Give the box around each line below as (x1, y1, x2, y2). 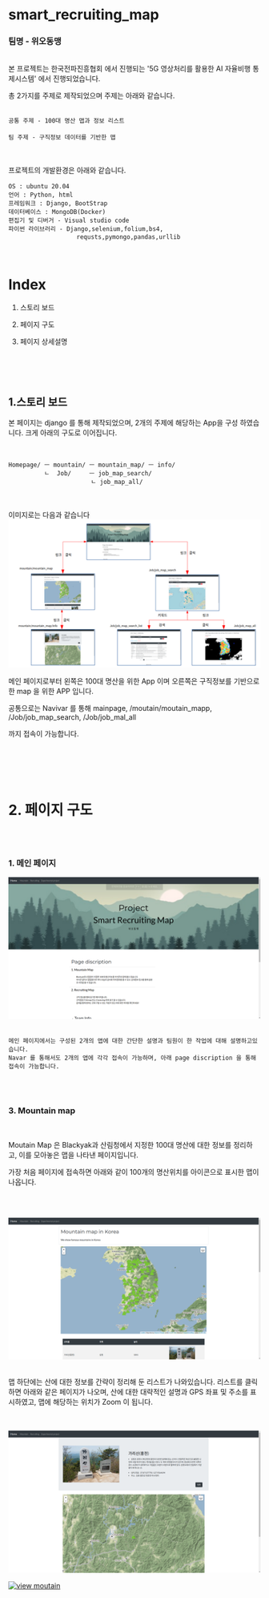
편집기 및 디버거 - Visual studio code (8, 216, 130, 225)
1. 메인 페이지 (8, 858, 57, 869)
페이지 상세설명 (19, 337, 68, 346)
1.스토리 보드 (8, 395, 68, 409)
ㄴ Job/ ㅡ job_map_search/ (43, 470, 152, 478)
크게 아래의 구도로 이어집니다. (25, 428, 118, 438)
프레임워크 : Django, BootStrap (8, 200, 108, 208)
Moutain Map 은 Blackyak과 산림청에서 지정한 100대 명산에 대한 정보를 (8, 1140, 232, 1149)
